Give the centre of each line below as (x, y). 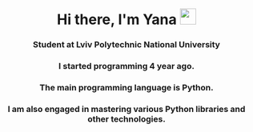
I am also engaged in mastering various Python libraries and (127, 109)
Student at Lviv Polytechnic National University (127, 45)
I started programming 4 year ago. (127, 66)
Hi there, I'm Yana (117, 20)
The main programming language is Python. (127, 87)
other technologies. (127, 118)
